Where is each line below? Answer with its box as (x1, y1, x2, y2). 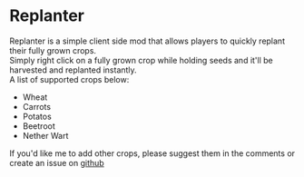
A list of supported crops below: (9, 74, 130, 84)
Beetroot (22, 120, 56, 132)
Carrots (22, 101, 52, 112)
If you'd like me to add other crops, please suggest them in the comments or (9, 147, 296, 159)
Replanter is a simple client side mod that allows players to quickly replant (9, 35, 286, 46)
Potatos (22, 111, 52, 122)
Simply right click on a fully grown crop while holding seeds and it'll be (9, 54, 274, 65)
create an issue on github (9, 157, 104, 168)
